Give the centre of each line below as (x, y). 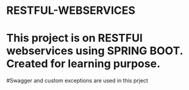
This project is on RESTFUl (75, 38)
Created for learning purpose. (83, 64)
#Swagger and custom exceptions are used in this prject (77, 81)
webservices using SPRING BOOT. (94, 51)
